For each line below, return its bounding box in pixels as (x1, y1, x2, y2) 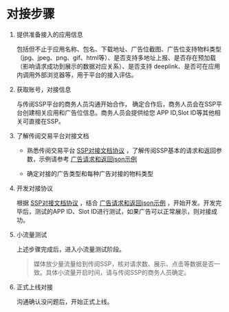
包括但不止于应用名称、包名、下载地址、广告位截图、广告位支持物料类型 (16, 45, 221, 53)
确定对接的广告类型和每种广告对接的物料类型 (26, 169, 154, 177)
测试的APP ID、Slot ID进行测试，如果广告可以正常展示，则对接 (34, 207, 212, 215)
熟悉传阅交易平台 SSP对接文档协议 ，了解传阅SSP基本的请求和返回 (26, 146, 217, 155)
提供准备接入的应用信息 (16, 30, 83, 38)
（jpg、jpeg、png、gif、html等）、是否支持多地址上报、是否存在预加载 (16, 53, 217, 62)
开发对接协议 (16, 183, 53, 192)
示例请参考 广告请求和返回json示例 (39, 155, 137, 163)
